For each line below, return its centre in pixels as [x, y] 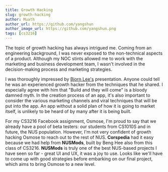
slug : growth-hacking [28, 15]
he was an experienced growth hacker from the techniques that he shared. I [84, 84]
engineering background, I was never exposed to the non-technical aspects [84, 53]
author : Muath [20, 19]
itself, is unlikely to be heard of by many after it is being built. [68, 111]
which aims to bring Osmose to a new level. [50, 164]
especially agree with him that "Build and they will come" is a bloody [76, 90]
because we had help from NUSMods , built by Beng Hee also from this [79, 143]
